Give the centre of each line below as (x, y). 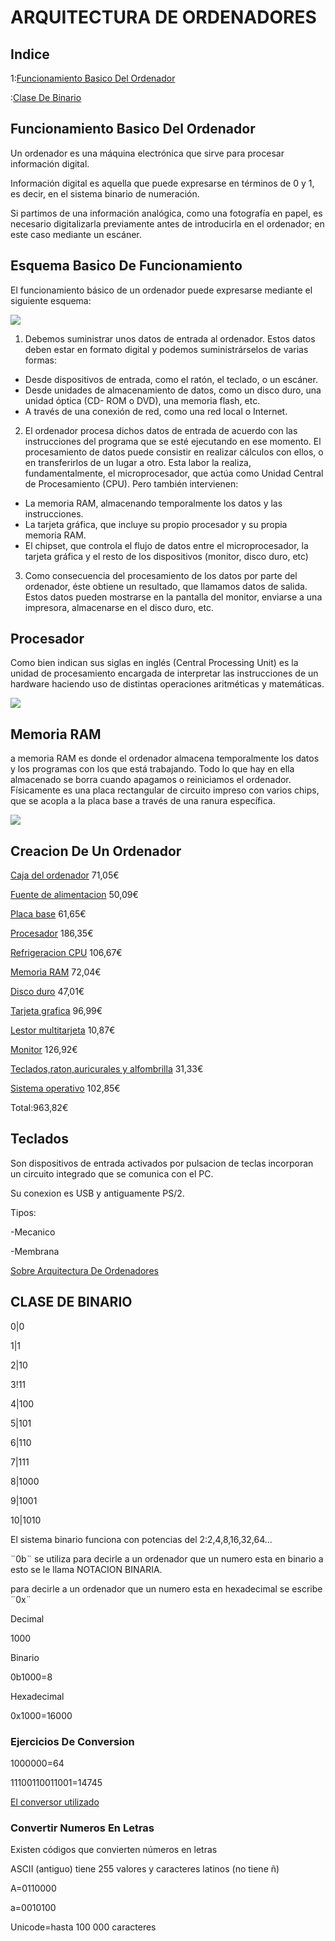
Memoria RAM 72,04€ (56, 972)
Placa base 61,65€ (48, 914)
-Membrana (35, 1251)
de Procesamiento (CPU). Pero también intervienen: (131, 483)
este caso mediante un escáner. (76, 234)
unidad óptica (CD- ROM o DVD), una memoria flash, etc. (142, 400)
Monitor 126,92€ (44, 1050)
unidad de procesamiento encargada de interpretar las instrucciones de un (164, 673)
